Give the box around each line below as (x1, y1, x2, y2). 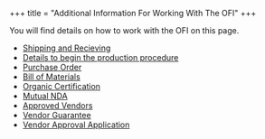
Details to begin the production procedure (22, 52, 179, 62)
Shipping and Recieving (22, 42, 111, 53)
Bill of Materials (22, 71, 81, 82)
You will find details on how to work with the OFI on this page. (9, 25, 240, 35)
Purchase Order (22, 62, 82, 72)
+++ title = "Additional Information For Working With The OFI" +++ (9, 8, 257, 18)
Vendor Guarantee (22, 110, 92, 120)
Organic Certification (22, 81, 101, 91)
